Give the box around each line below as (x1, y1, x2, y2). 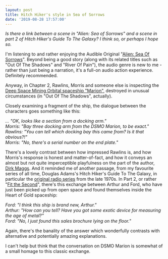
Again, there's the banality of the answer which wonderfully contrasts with (5, 228, 160, 234)
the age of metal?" (5, 213, 44, 219)
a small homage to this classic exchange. (5, 248, 91, 254)
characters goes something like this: (5, 108, 81, 114)
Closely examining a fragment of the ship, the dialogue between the (5, 103, 146, 109)
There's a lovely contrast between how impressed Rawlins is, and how (5, 149, 151, 156)
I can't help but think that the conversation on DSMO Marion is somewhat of (5, 243, 163, 249)
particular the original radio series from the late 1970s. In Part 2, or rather (5, 176, 157, 182)
